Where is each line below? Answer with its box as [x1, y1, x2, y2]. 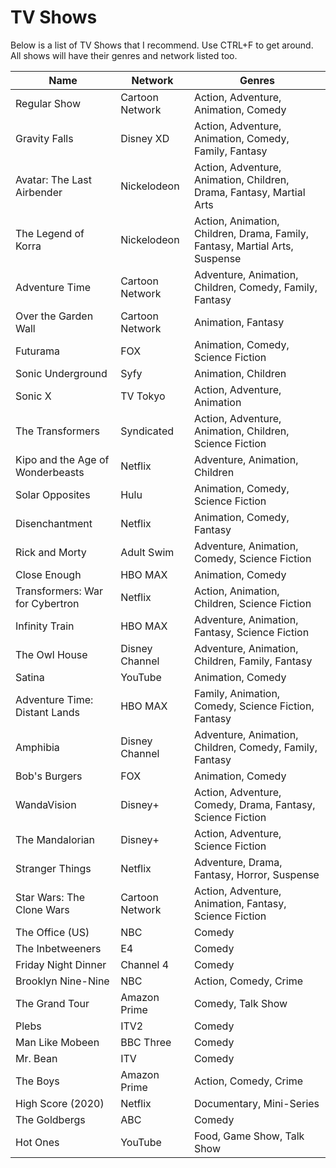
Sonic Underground [15, 366, 108, 380]
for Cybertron [15, 596, 80, 610]
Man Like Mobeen [15, 1035, 100, 1049]
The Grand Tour [15, 996, 90, 1010]
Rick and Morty [15, 545, 87, 559]
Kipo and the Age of [15, 452, 110, 466]
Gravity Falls [15, 131, 74, 145]
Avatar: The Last [15, 172, 92, 186]
